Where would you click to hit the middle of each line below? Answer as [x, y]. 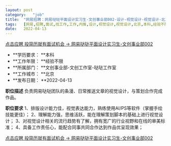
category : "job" [25, 15]
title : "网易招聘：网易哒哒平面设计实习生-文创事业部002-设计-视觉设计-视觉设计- [83, 19]
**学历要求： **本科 [33, 55]
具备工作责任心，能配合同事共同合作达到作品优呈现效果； [83, 127]
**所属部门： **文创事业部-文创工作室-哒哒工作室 [64, 68]
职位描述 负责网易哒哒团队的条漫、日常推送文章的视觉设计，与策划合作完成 [84, 91]
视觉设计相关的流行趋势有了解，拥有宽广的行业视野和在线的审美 [94, 121]
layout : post [19, 10]
